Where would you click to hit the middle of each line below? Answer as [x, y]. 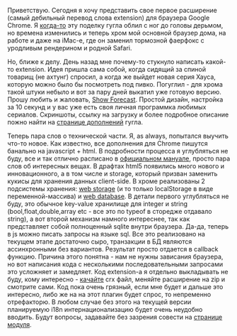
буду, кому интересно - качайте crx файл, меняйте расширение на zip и [116, 279]
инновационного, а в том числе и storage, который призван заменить [112, 174]
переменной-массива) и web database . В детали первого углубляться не [118, 196]
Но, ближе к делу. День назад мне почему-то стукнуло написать [106, 62]
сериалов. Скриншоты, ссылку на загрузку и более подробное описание [118, 114]
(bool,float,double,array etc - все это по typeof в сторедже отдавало [110, 211]
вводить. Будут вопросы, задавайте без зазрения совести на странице [115, 317]
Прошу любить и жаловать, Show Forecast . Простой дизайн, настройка [115, 99]
